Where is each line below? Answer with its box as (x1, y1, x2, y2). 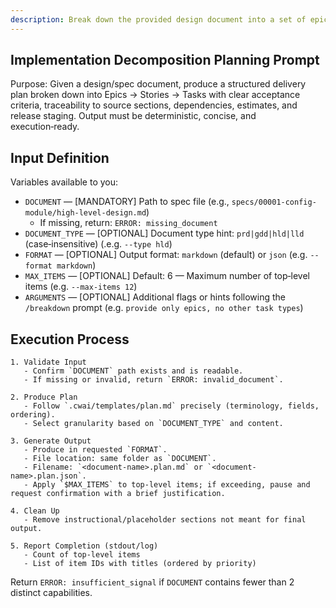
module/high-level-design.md (24, 208, 147, 218)
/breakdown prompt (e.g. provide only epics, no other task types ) (24, 302, 304, 314)
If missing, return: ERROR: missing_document (39, 217, 218, 229)
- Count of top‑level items (23, 550, 141, 560)
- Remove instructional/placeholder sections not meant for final (23, 515, 307, 525)
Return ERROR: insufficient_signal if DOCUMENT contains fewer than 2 (10, 576, 295, 588)
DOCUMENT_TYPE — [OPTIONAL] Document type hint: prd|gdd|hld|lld (24, 227, 305, 240)
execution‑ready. (10, 121, 80, 133)
